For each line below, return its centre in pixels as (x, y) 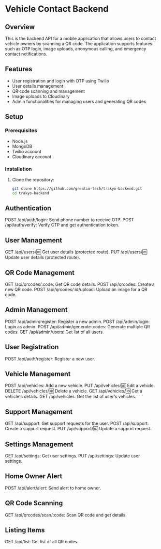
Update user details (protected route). (43, 258)
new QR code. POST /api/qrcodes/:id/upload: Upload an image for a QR (76, 289)
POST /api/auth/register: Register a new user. (50, 359)
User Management (34, 240)
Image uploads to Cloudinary (41, 96)
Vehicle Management (38, 374)
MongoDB (22, 146)
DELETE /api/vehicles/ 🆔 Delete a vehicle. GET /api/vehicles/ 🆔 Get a (74, 391)
